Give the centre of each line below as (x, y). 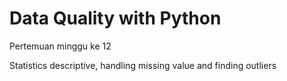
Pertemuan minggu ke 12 (60, 46)
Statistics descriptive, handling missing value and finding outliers (143, 65)
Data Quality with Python (115, 18)
